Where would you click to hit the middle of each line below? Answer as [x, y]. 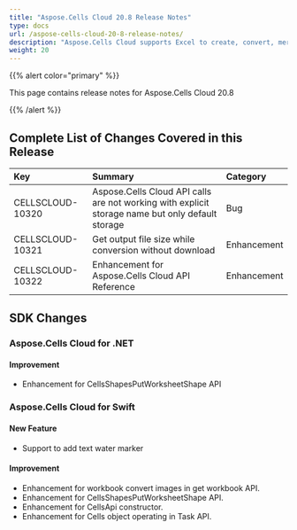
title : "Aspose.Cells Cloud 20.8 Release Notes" [100, 17]
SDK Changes [48, 319]
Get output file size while [144, 238]
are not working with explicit [151, 202]
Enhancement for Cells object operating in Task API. [117, 516]
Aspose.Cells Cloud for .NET [72, 344]
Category [246, 176]
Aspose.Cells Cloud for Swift [72, 407]
